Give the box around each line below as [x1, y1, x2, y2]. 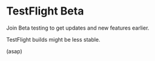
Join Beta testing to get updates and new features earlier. [6, 24, 150, 31]
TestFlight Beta [6, 4, 84, 18]
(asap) [6, 47, 22, 55]
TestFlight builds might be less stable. [6, 36, 101, 43]
